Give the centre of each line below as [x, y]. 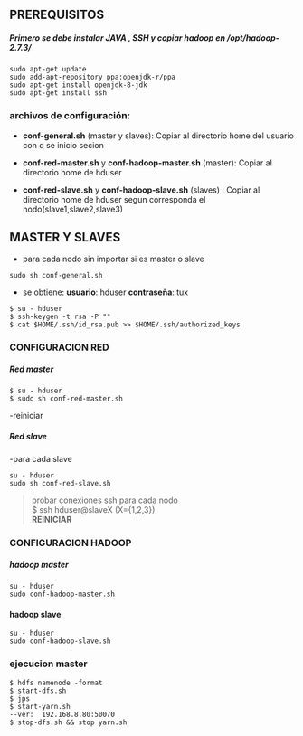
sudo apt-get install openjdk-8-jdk [78, 85]
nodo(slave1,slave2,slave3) [73, 209]
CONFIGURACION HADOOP [71, 543]
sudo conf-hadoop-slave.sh [60, 641]
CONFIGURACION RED [60, 347]
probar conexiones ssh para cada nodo [104, 500]
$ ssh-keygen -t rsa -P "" [60, 317]
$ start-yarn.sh [40, 706]
